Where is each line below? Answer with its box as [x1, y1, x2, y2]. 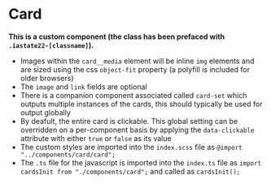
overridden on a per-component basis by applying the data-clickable [20, 125, 255, 135]
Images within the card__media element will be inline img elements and [20, 56, 255, 66]
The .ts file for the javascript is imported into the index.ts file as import [20, 157, 262, 167]
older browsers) [20, 73, 75, 83]
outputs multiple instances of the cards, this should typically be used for [20, 99, 263, 109]
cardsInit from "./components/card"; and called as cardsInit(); [20, 166, 241, 176]
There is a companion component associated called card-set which [20, 90, 247, 100]
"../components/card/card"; [20, 151, 116, 159]
